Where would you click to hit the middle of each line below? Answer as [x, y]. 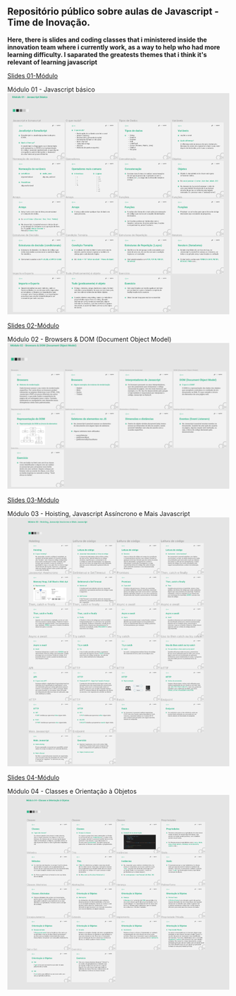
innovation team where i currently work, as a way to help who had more [114, 47]
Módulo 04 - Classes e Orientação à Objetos [72, 792]
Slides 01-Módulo [33, 75]
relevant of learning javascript [52, 62]
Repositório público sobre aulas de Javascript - [113, 12]
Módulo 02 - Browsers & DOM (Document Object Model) [89, 339]
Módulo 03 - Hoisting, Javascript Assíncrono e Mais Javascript [99, 513]
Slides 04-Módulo [33, 777]
